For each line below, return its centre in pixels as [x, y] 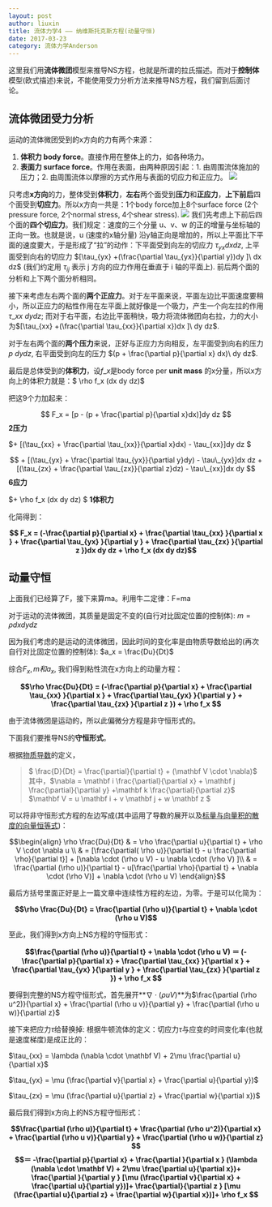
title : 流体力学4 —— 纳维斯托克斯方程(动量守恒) [82, 31]
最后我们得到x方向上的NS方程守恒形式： [76, 1113]
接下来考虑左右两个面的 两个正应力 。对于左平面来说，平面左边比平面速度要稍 [136, 295]
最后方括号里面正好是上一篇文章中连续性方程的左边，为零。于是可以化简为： [136, 893]
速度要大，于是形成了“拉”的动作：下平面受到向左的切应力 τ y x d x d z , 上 [137, 246]
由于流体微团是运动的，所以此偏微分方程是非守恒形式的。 [104, 721]
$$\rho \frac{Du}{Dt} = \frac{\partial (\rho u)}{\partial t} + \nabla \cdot [136, 909]
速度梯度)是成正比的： [52, 1040]
